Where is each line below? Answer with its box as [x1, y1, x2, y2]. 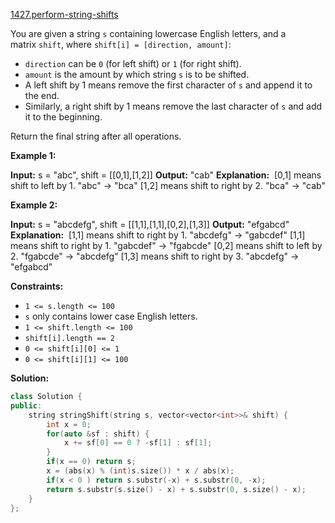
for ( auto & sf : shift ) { [46, 429, 150, 439]
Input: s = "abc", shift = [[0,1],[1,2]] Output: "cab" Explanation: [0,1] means [10, 169, 322, 181]
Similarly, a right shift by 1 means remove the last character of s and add [24, 100, 323, 112]
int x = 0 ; [46, 419, 92, 429]
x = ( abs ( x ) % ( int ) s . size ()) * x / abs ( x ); [46, 466, 235, 476]
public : [10, 400, 43, 411]
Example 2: [10, 199, 58, 211]
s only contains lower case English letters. [24, 310, 198, 322]
